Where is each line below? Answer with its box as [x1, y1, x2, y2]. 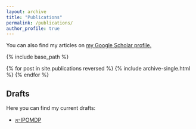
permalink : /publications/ [6, 20, 73, 26]
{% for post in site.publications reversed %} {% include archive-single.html [6, 65, 191, 72]
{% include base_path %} [6, 53, 69, 60]
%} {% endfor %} [6, 71, 49, 78]
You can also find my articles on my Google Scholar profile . [6, 42, 152, 49]
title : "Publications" [6, 14, 63, 20]
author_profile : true [6, 25, 60, 32]
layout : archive [6, 8, 46, 15]
